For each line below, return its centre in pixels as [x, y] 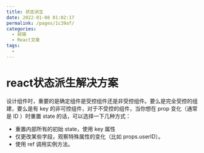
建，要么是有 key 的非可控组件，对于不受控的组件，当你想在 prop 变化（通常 [102, 108]
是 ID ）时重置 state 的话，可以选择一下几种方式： [69, 116]
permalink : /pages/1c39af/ [40, 23]
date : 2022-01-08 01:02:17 [40, 18]
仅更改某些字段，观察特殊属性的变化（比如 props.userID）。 [89, 136]
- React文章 [26, 40]
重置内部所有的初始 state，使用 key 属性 [65, 129]
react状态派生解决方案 [62, 83]
